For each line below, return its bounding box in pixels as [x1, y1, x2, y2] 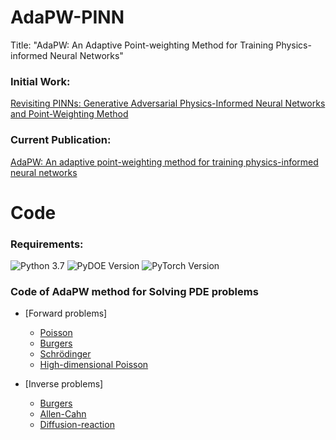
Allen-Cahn [39, 408, 87, 420]
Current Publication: [10, 133, 112, 147]
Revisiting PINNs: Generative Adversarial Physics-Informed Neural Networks [10, 97, 326, 110]
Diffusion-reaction [39, 419, 115, 431]
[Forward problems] [24, 307, 108, 320]
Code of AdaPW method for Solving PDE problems [10, 284, 259, 298]
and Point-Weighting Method [10, 108, 129, 120]
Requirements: [10, 237, 84, 251]
